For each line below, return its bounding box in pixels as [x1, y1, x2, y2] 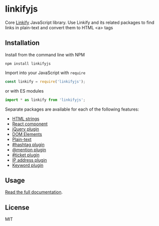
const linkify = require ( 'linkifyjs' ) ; [5, 79, 86, 84]
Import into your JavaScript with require [5, 70, 86, 75]
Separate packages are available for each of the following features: [5, 106, 139, 112]
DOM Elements [12, 131, 42, 137]
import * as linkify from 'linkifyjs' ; [5, 97, 86, 102]
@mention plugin [12, 147, 47, 152]
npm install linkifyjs [5, 61, 51, 66]
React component [12, 121, 48, 127]
